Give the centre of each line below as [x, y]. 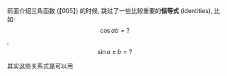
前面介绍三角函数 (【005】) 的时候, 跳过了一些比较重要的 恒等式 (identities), [110, 11]
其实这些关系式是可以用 [40, 66]
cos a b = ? [115, 30]
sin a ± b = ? [115, 52]
